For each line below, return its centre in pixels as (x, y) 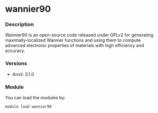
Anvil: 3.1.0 (23, 74)
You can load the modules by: (35, 98)
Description (20, 25)
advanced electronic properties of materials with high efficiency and (75, 46)
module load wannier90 (28, 107)
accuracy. (15, 51)
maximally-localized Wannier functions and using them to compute (73, 40)
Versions (16, 63)
